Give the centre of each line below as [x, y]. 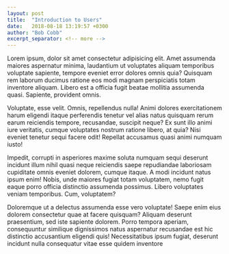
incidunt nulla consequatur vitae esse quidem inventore [85, 244]
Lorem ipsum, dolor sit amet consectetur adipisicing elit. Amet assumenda [111, 58]
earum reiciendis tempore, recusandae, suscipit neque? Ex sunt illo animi [110, 123]
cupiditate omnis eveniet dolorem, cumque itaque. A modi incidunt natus [109, 173]
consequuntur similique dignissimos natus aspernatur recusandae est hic [110, 229]
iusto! [15, 144]
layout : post [26, 13]
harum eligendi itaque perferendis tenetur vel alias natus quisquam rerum [110, 115]
